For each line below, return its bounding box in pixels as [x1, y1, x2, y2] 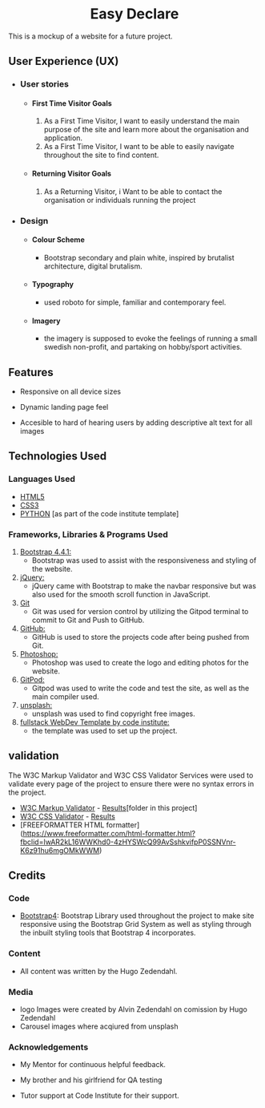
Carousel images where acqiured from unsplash [19, 1021, 179, 1031]
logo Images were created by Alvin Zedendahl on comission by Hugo [19, 1005, 248, 1014]
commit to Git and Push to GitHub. [31, 615, 145, 625]
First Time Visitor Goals [31, 98, 112, 108]
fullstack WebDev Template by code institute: [19, 717, 170, 726]
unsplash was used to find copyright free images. [31, 709, 195, 718]
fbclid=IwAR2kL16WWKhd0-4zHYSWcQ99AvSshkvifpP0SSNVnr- [19, 837, 236, 847]
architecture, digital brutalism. [43, 261, 143, 271]
